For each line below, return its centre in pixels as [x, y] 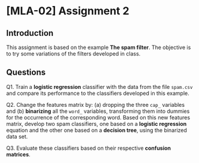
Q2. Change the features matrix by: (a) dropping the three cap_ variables [95, 104]
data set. [17, 136]
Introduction [30, 33]
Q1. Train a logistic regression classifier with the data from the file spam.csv [99, 87]
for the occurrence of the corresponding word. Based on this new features [98, 117]
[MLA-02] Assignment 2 [68, 11]
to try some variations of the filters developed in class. [73, 54]
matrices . [19, 154]
